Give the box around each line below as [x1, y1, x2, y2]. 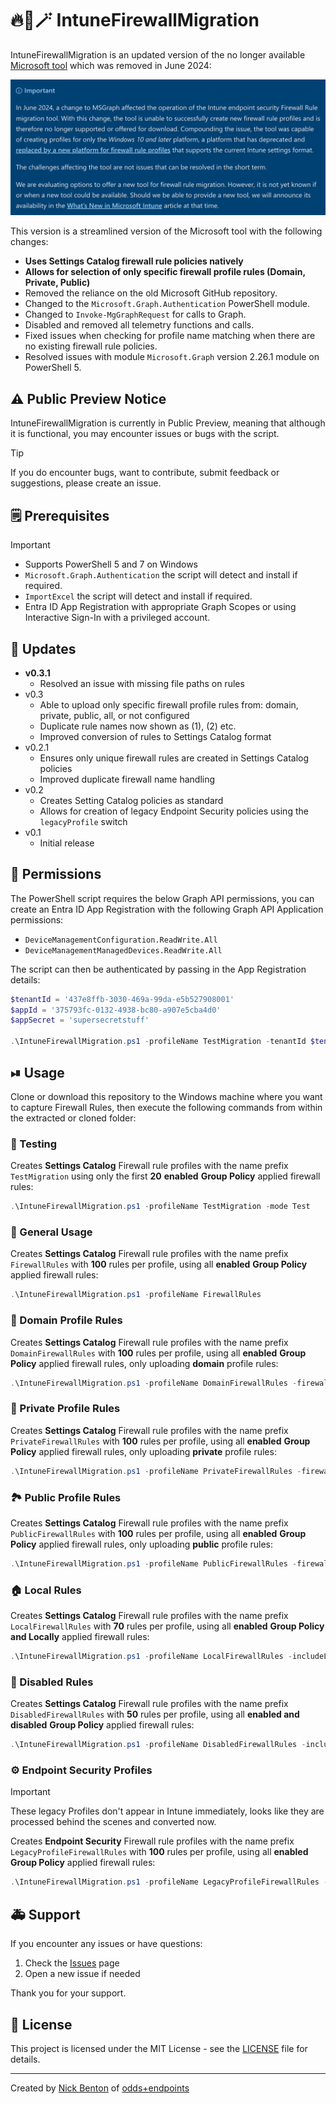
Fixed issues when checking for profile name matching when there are [24, 330, 316, 342]
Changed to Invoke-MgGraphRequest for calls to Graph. [24, 308, 247, 321]
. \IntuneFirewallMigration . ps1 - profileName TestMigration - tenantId [10, 1037, 307, 1047]
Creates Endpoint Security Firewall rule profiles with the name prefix [10, 1835, 295, 1847]
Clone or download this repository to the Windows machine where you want [10, 1090, 323, 1102]
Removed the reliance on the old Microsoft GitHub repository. [24, 287, 278, 299]
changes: [10, 236, 49, 248]
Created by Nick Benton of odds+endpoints [10, 2082, 190, 2094]
